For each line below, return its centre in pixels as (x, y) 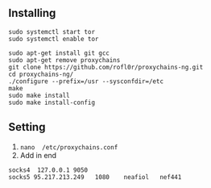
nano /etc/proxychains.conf (69, 147)
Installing (32, 13)
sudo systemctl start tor (52, 31)
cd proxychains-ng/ (41, 74)
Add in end (38, 155)
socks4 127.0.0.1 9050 (48, 170)
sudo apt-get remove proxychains (64, 60)
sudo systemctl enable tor (54, 39)
